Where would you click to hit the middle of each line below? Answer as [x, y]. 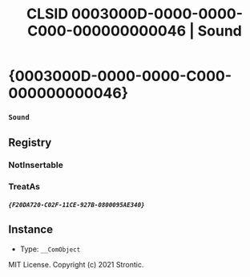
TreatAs [24, 187]
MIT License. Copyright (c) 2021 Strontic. [76, 264]
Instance [31, 230]
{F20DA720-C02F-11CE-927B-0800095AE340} [77, 205]
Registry [30, 143]
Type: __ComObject [50, 249]
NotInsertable [36, 165]
